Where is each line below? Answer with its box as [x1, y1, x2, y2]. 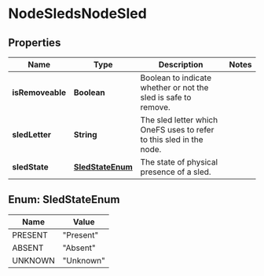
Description [158, 60, 203, 70]
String [73, 129, 97, 140]
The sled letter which [140, 114, 218, 125]
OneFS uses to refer [140, 125, 214, 135]
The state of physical [140, 157, 218, 167]
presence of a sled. [140, 166, 211, 177]
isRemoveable [12, 87, 67, 98]
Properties [8, 36, 61, 49]
